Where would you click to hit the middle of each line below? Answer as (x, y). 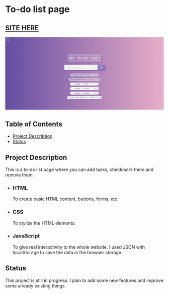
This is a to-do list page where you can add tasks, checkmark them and (79, 169)
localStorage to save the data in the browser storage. (67, 252)
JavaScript (26, 236)
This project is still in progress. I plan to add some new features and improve (84, 280)
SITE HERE (22, 28)
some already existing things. (36, 285)
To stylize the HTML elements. (44, 223)
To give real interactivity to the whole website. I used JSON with (79, 247)
